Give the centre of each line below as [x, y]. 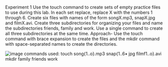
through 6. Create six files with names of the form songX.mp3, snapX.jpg [80, 18]
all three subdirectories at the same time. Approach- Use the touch [74, 33]
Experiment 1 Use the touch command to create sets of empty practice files [83, 7]
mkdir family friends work [31, 59]
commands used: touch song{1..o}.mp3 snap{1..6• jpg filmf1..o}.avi [93, 54]
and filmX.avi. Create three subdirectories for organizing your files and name [84, 23]
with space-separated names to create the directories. [61, 44]
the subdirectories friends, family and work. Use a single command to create [84, 28]
